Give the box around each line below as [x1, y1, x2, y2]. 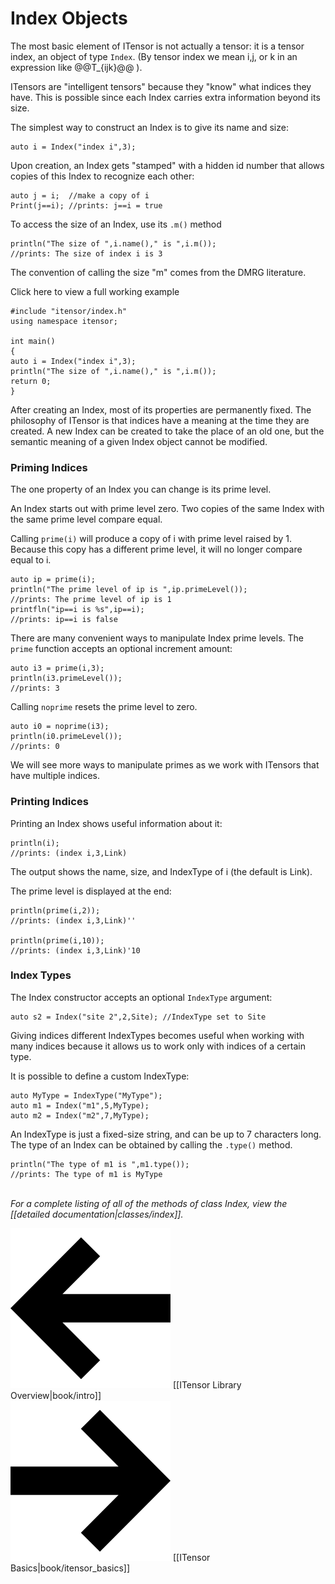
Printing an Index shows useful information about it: [10, 817, 223, 829]
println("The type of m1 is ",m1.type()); [10, 1159, 190, 1169]
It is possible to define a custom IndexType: [10, 1070, 190, 1082]
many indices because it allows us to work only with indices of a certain [10, 1040, 306, 1052]
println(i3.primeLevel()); [10, 673, 123, 684]
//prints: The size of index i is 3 [10, 248, 163, 259]
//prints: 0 [10, 742, 60, 752]
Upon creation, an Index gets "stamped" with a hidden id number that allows [10, 159, 325, 171]
